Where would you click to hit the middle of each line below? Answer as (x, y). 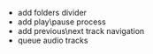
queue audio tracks (53, 40)
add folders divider (52, 13)
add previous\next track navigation (81, 31)
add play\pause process (61, 22)
